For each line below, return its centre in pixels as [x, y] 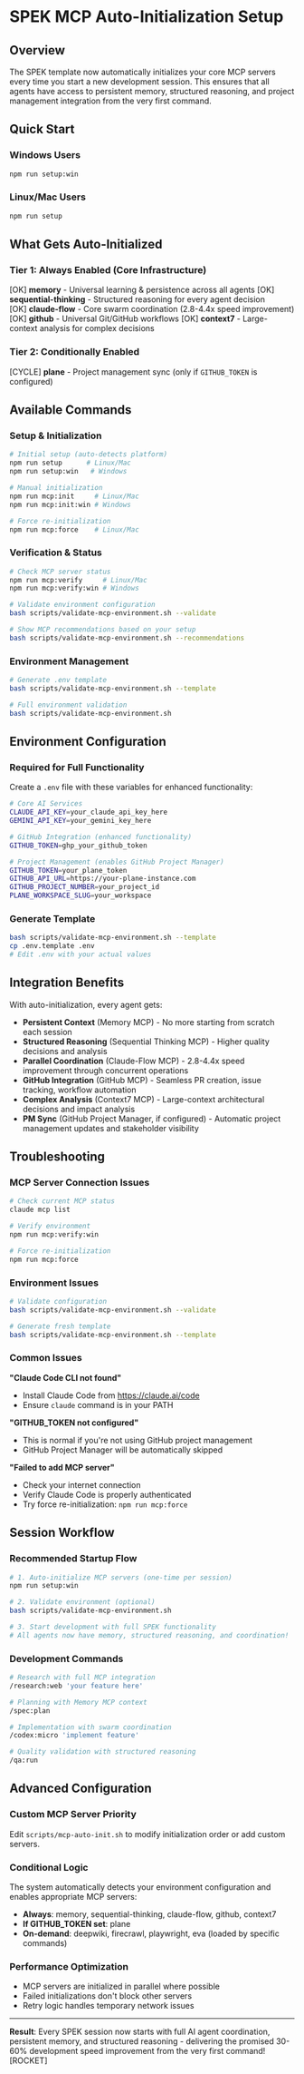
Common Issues [46, 1358]
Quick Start [42, 129]
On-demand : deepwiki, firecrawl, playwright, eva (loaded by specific [151, 1933]
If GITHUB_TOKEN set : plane [76, 1924]
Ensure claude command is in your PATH [98, 1404]
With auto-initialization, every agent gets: [86, 1004]
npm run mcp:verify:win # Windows [75, 588]
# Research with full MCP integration [82, 1678]
